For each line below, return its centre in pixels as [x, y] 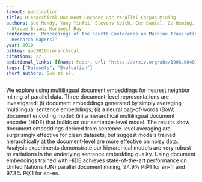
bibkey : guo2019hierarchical [43, 51]
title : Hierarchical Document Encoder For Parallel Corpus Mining [91, 17]
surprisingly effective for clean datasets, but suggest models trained [91, 135]
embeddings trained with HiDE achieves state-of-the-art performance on [97, 160]
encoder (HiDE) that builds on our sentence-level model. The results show [98, 122]
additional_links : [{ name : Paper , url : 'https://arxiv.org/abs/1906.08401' [103, 62]
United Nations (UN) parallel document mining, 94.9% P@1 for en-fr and [96, 167]
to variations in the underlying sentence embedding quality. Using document [101, 154]
